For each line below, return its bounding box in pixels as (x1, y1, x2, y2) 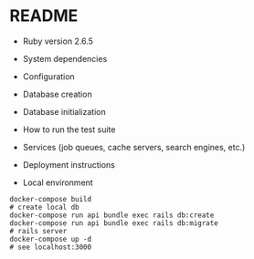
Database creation (22, 88, 93, 99)
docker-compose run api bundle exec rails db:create (9, 211, 215, 220)
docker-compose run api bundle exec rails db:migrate (9, 218, 219, 228)
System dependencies (22, 53, 108, 64)
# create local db (9, 202, 79, 212)
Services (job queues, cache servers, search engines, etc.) (22, 141, 246, 152)
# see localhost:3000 (9, 243, 92, 252)
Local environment (22, 177, 93, 188)
